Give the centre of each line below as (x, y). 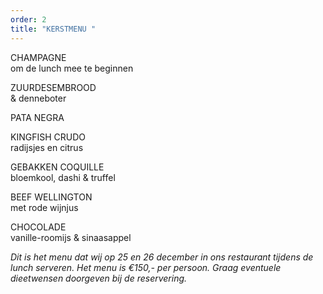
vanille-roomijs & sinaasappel (71, 237)
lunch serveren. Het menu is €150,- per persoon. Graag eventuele (146, 267)
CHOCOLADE (38, 227)
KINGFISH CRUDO (48, 137)
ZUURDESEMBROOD (53, 87)
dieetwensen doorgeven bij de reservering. (99, 278)
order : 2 (28, 19)
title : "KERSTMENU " (53, 29)
